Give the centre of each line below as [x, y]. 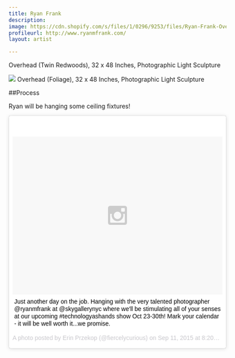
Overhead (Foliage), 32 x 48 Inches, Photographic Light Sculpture [111, 80]
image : [18, 26]
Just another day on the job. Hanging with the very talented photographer [112, 301]
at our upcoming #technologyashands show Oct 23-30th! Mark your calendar [116, 316]
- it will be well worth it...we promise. [62, 323]
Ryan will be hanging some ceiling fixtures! [69, 106]
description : [27, 20]
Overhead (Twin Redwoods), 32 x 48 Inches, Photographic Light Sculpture [115, 65]
